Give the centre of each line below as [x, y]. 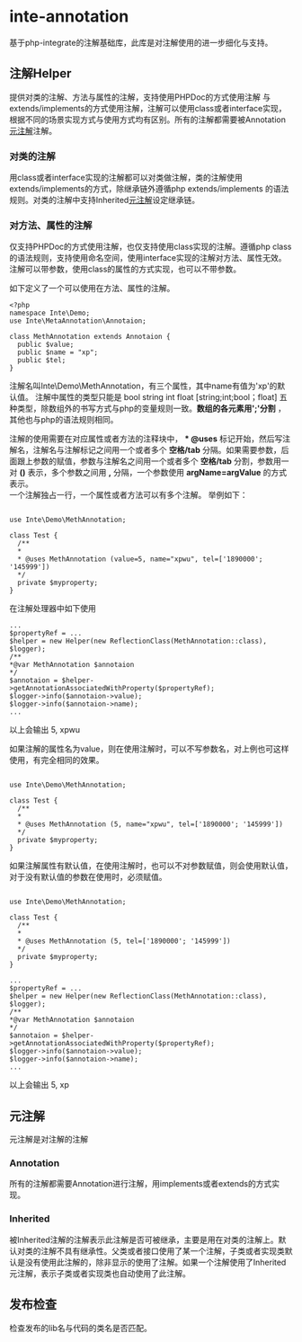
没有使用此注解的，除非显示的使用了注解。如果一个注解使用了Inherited [155, 1262]
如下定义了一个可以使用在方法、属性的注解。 [92, 289]
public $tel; [42, 360]
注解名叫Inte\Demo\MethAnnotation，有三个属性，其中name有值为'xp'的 [143, 386]
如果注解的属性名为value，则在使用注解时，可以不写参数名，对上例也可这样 [149, 749]
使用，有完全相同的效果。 [57, 760]
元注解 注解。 [33, 130]
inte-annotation [69, 17]
